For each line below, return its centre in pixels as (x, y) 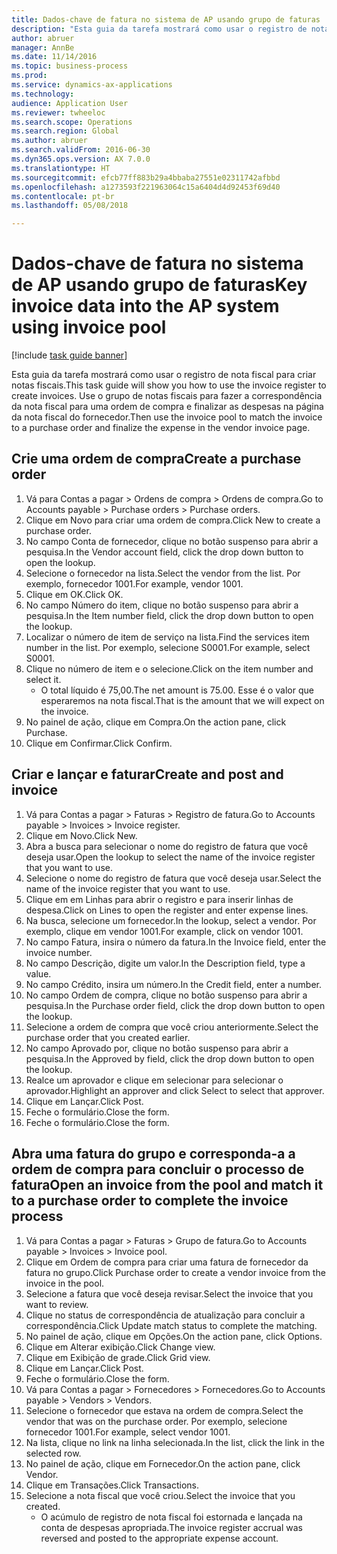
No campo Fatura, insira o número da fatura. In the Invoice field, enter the (176, 942)
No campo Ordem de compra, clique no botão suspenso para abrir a (166, 995)
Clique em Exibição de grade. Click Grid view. (118, 1357)
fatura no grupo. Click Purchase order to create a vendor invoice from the (175, 1272)
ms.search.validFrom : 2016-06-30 (81, 150)
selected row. (53, 1453)
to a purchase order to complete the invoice (150, 1201)
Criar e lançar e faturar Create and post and (147, 774)
